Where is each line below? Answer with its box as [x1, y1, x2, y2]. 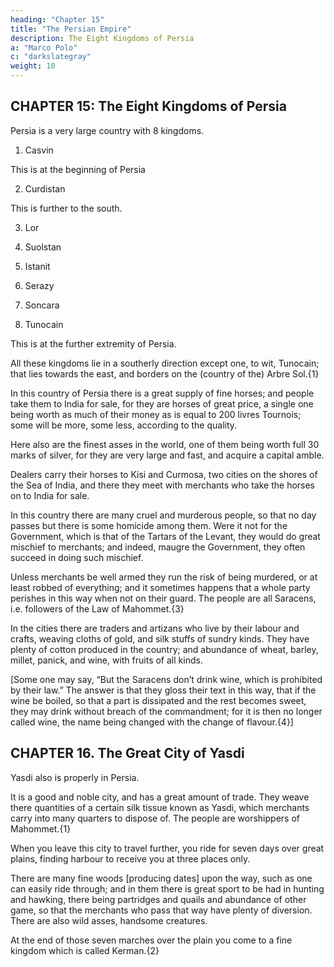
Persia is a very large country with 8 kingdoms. [10, 124, 205, 136]
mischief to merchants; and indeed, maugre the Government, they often [10, 541, 306, 553]
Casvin [24, 144, 54, 156]
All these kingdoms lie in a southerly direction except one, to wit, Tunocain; [10, 357, 320, 369]
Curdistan [24, 182, 66, 195]
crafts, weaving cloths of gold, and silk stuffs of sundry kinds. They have [10, 632, 310, 645]
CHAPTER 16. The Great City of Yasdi [10, 745, 245, 762]
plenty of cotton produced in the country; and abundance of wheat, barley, [10, 643, 319, 655]
